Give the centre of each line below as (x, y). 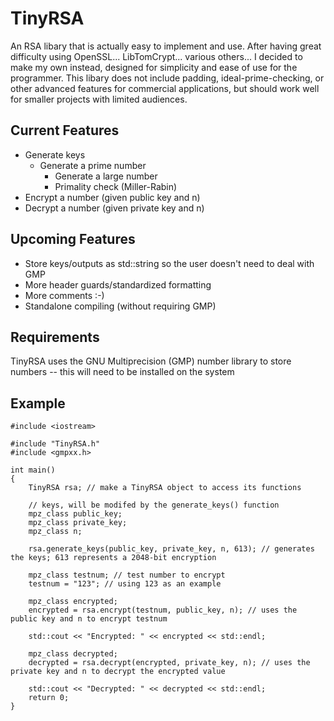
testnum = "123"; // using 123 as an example (125, 584)
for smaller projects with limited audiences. (99, 99)
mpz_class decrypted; (73, 654)
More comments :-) (64, 295)
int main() (33, 470)
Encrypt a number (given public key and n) (112, 197)
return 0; (49, 698)
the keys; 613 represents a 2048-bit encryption (113, 558)
